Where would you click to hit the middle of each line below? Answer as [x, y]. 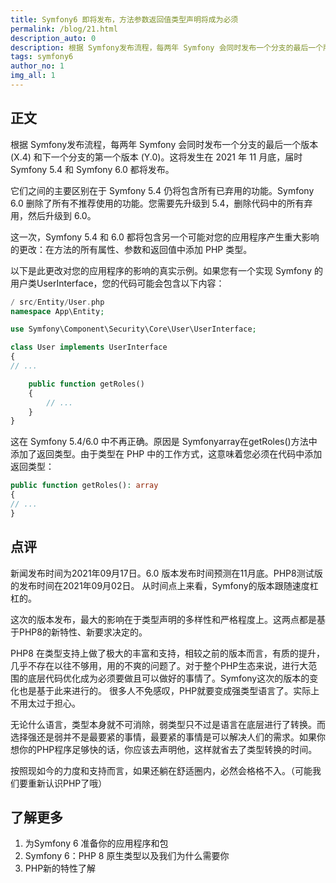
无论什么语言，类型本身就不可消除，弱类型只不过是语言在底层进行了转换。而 [168, 724]
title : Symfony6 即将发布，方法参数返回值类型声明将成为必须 [124, 19]
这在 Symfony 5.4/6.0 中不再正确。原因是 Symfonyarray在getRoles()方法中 [164, 442]
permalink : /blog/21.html [64, 29]
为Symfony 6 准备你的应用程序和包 [96, 843]
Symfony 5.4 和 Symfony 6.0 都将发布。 [92, 169]
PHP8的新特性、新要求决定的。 [83, 632]
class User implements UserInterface [89, 347]
